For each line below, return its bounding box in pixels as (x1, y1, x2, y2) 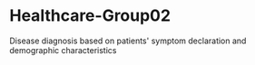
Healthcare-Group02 (9, 5, 171, 26)
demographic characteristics (9, 44, 117, 55)
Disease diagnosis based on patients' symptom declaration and (9, 35, 247, 46)
